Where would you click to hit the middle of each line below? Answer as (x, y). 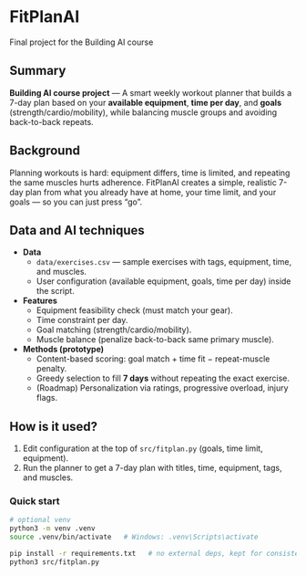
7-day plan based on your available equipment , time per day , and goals (146, 102)
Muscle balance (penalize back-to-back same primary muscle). (155, 340)
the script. (55, 291)
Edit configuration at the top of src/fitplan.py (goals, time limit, (143, 448)
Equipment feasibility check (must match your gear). (135, 310)
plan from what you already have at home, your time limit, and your (151, 192)
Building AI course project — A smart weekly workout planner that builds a (151, 92)
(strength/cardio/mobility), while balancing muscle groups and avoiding (143, 112)
